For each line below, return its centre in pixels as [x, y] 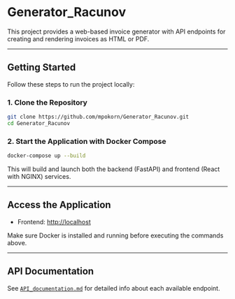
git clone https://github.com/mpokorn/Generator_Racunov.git [98, 117]
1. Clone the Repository [47, 102]
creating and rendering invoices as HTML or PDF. [78, 38]
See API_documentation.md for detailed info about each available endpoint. [114, 288]
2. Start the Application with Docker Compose [87, 141]
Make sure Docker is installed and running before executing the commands [115, 235]
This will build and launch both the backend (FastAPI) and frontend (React [114, 169]
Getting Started [42, 67]
